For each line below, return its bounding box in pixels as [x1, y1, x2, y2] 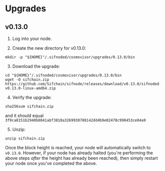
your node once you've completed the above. [5, 161, 97, 166]
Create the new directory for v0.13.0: [12, 45, 86, 51]
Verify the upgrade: [12, 95, 52, 100]
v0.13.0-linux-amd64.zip [5, 86, 56, 91]
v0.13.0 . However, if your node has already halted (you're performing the [5, 150, 153, 156]
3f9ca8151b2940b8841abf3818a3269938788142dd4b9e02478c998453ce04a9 [5, 118, 146, 123]
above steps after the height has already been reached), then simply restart [5, 155, 158, 161]
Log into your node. [12, 35, 52, 41]
